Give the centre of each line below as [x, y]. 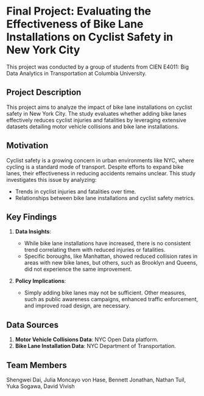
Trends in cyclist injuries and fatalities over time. [76, 191]
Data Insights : [33, 232]
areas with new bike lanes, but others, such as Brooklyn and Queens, [111, 263]
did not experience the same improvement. [78, 269]
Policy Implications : [40, 281]
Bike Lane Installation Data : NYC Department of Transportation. [96, 346]
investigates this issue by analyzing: [51, 179]
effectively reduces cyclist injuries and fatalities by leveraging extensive [97, 120]
